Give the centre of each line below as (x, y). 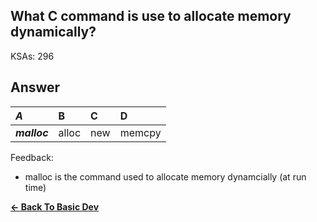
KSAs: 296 (32, 56)
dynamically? (53, 32)
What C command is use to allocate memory (151, 16)
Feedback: (32, 157)
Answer (35, 87)
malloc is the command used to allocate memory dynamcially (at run (165, 176)
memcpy (140, 132)
